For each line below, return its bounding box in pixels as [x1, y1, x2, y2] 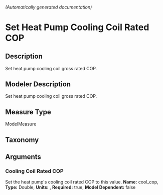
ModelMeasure [5, 121, 37, 127]
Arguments [5, 153, 42, 161]
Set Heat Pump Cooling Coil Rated [5, 22, 149, 33]
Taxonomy [5, 135, 39, 144]
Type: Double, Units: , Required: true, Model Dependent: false [5, 184, 136, 190]
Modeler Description [5, 80, 71, 88]
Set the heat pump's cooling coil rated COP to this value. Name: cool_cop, [5, 179, 159, 185]
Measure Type [5, 108, 51, 116]
